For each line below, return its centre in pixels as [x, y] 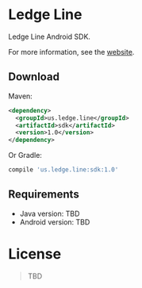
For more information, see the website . [71, 52]
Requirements [44, 195]
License [35, 254]
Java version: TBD [50, 213]
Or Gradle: [25, 156]
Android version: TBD [55, 222]
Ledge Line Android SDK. [50, 36]
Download [34, 77]
